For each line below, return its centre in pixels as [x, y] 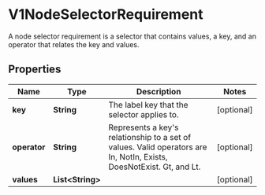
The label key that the [148, 105]
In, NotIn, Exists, [138, 156]
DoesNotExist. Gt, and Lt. [155, 167]
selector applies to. [144, 114]
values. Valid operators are [158, 147]
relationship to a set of [150, 137]
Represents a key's [144, 127]
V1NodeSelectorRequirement [106, 15]
